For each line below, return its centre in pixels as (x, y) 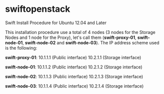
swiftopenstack (38, 9)
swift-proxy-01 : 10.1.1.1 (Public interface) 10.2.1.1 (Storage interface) (73, 57)
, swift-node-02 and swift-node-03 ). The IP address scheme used (91, 42)
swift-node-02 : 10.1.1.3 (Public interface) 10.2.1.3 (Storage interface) (74, 76)
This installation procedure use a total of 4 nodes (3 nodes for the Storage (80, 32)
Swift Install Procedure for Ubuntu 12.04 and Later (56, 23)
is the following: (21, 48)
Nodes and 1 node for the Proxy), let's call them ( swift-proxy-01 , (71, 37)
